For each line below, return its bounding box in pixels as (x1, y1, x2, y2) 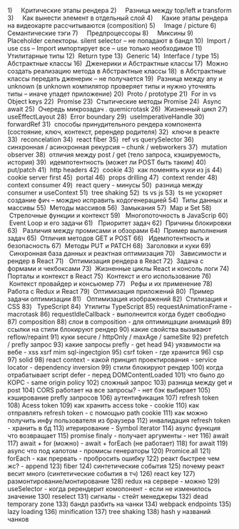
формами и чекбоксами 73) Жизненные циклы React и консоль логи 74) (7, 264, 230, 272)
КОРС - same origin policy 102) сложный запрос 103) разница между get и (7, 378, 233, 387)
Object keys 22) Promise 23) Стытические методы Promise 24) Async (7, 97, 222, 106)
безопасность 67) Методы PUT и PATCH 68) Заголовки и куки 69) (7, 242, 212, 249)
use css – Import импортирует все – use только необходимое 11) (7, 44, 203, 52)
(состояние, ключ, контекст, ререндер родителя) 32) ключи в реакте (7, 128, 220, 136)
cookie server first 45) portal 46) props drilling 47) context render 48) (7, 173, 218, 182)
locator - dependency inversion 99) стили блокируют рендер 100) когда (7, 363, 223, 371)
